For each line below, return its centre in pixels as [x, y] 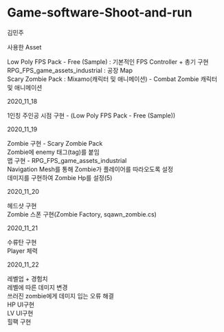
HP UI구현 [21, 305]
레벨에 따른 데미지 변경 [37, 287]
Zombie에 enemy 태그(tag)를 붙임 [53, 152]
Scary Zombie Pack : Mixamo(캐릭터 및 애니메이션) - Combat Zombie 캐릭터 [112, 79]
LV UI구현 [20, 313]
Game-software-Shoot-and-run [100, 13]
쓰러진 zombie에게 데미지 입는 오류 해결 [61, 296]
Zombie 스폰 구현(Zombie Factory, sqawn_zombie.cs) [82, 214]
